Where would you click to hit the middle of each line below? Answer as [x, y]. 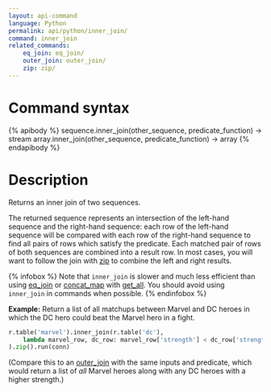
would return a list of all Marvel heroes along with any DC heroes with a [127, 371]
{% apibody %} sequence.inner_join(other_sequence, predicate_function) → [135, 130]
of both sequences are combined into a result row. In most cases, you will [131, 252]
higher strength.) [36, 380]
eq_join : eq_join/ [54, 53]
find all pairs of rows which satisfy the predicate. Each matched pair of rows [135, 243]
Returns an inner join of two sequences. [75, 202]
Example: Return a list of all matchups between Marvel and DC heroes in [129, 309]
